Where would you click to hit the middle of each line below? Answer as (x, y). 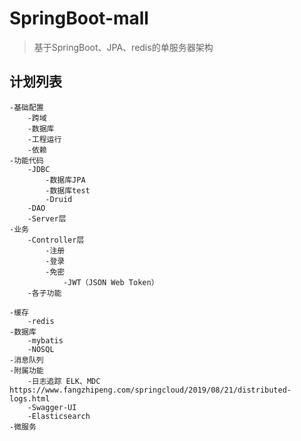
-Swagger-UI (52, 407)
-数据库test (68, 190)
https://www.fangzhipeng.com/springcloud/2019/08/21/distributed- (150, 390)
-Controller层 (56, 240)
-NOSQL (41, 349)
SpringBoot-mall (79, 18)
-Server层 (47, 218)
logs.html (30, 398)
